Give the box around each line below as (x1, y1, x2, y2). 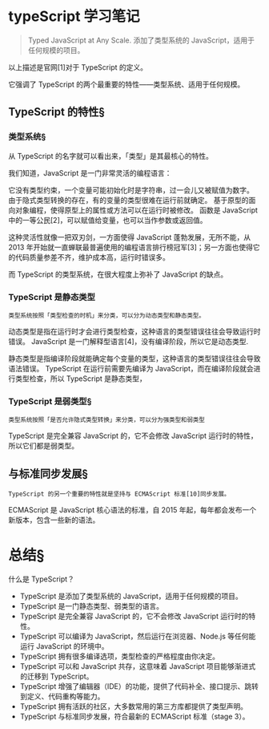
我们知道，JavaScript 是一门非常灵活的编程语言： (8, 168, 172, 177)
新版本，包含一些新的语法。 (8, 515, 100, 525)
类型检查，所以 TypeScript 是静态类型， (14, 374, 147, 383)
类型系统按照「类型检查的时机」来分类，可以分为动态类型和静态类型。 (8, 311, 206, 319)
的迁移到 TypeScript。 (19, 671, 94, 681)
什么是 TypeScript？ (8, 574, 74, 584)
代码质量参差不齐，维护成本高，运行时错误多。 (14, 252, 170, 261)
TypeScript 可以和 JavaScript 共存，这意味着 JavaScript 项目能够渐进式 (19, 661, 256, 670)
